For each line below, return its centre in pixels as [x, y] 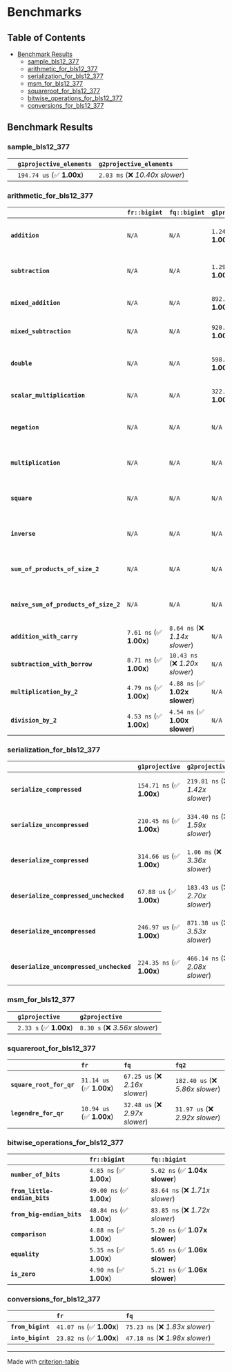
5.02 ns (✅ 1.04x [179, 1171]
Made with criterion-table [43, 1362]
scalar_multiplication [48, 395]
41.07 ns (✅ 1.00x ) [88, 1327]
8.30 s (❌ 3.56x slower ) [119, 1028]
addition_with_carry [44, 636]
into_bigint [30, 1338]
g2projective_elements [136, 164]
